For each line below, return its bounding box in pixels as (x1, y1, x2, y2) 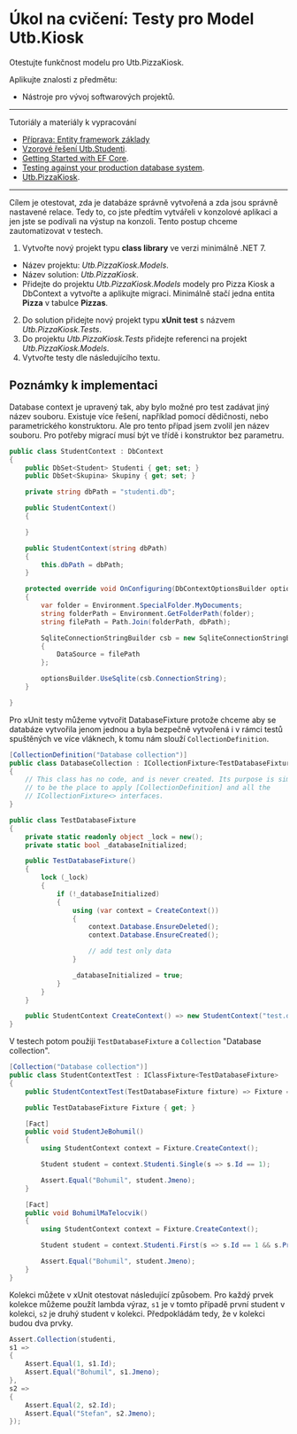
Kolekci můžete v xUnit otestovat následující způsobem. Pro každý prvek (9, 1290, 274, 1300)
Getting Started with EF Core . (21, 152, 129, 163)
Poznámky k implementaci (9, 378, 158, 394)
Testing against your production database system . (21, 162, 205, 173)
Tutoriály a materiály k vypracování (9, 116, 137, 128)
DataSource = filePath (56, 650, 141, 659)
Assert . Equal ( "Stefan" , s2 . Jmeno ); (25, 1409, 156, 1418)
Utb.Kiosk (9, 27, 84, 48)
